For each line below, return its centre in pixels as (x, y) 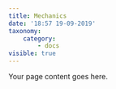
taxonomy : (25, 31)
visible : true (32, 53)
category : (40, 38)
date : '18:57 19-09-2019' (52, 23)
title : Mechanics (38, 16)
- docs (49, 46)
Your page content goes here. (58, 76)
